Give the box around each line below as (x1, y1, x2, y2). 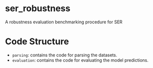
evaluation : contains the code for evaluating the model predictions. (12, 57, 149, 63)
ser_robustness (5, 3, 71, 14)
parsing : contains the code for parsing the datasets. (12, 52, 118, 58)
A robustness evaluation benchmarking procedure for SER (5, 19, 123, 25)
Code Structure (5, 36, 69, 47)
